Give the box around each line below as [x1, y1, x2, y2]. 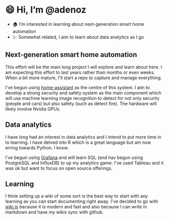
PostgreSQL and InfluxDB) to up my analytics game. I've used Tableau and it [5, 159, 164, 166]
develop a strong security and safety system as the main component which [5, 90, 161, 96]
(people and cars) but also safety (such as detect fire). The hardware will [5, 100, 157, 106]
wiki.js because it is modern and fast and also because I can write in [5, 204, 147, 210]
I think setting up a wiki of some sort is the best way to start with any [5, 193, 148, 199]
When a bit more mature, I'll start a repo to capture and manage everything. [5, 75, 162, 81]
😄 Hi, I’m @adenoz [5, 4, 87, 16]
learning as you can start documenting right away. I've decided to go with [5, 198, 158, 204]
